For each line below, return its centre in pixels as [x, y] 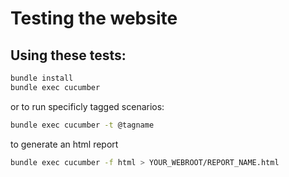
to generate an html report [64, 144]
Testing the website [94, 18]
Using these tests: [68, 55]
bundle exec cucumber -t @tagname [82, 125]
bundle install [42, 78]
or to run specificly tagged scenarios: [87, 106]
